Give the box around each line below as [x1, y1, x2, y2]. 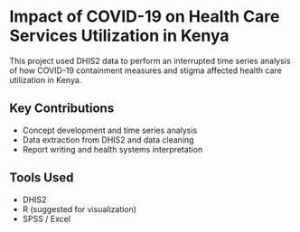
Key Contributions [9, 101, 115, 116]
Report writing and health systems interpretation [22, 144, 203, 154]
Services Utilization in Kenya [9, 25, 230, 46]
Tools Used [9, 170, 74, 186]
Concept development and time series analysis [22, 125, 198, 135]
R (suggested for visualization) [22, 203, 137, 214]
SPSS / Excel [22, 213, 70, 224]
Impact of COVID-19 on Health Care [9, 6, 280, 27]
